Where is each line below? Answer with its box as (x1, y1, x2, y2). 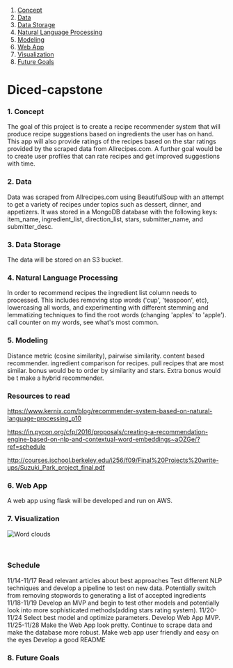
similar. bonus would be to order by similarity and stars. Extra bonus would (7, 366, 221, 374)
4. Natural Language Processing (7, 273, 118, 283)
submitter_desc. (7, 222, 54, 230)
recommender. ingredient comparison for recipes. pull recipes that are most (7, 358, 225, 367)
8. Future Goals (7, 653, 60, 662)
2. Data (7, 177, 33, 186)
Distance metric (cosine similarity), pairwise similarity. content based (7, 351, 205, 360)
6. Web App (7, 480, 47, 490)
